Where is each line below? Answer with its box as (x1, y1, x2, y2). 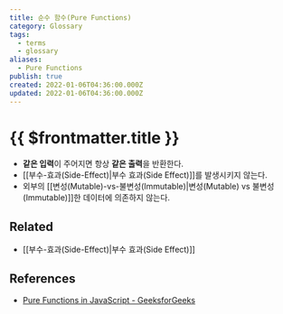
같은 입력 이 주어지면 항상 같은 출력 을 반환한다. (22, 159, 184, 170)
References (9, 271, 76, 286)
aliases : (9, 55, 42, 64)
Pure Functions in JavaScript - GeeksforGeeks (22, 295, 196, 306)
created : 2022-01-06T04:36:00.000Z (9, 80, 144, 89)
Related (9, 218, 54, 235)
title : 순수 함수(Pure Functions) (9, 13, 132, 23)
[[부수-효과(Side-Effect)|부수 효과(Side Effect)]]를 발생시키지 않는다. (22, 170, 269, 180)
